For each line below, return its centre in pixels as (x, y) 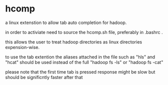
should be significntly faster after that (44, 77)
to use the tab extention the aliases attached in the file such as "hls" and (80, 57)
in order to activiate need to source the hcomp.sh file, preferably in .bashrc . (84, 32)
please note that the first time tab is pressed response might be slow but (80, 72)
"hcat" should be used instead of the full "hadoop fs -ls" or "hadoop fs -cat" (84, 62)
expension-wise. (22, 47)
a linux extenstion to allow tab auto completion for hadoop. (66, 22)
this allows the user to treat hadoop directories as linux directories (74, 42)
